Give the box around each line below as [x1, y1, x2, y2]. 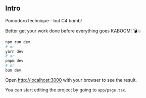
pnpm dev [5, 58, 24, 63]
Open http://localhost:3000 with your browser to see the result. [5, 77, 137, 83]
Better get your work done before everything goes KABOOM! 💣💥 [5, 27, 141, 34]
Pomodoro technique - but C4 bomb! [5, 17, 82, 23]
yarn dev [5, 49, 24, 54]
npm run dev [5, 39, 30, 45]
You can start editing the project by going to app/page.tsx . [5, 86, 127, 93]
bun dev [5, 68, 22, 73]
